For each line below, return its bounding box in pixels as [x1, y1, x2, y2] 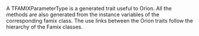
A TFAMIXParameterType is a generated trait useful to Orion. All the [6, 5, 172, 12]
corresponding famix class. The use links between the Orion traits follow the [6, 17, 194, 24]
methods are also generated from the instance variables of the [6, 11, 160, 18]
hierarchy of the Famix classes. [6, 23, 83, 30]
